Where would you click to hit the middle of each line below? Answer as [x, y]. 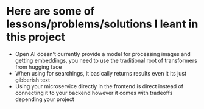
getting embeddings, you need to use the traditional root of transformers [106, 60]
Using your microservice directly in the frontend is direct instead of [99, 86]
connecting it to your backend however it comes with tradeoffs [94, 93]
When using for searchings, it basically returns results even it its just [101, 73]
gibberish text [33, 80]
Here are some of [51, 11]
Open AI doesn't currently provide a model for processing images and [103, 54]
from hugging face [38, 67]
